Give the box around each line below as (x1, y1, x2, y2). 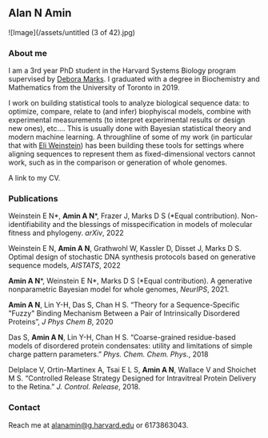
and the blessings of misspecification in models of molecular (52, 220, 253, 229)
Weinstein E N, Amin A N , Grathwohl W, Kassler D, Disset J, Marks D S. (8, 244, 242, 253)
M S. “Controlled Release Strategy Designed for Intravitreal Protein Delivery (8, 373, 257, 383)
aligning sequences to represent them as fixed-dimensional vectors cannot (8, 149, 256, 159)
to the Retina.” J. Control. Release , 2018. (8, 382, 141, 392)
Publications (8, 193, 58, 205)
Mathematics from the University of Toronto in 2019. (8, 83, 180, 93)
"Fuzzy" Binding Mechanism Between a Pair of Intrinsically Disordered (8, 309, 240, 318)
